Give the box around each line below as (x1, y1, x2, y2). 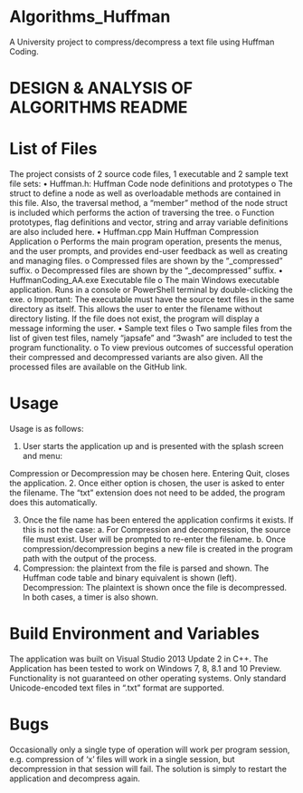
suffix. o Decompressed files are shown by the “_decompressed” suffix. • (9, 265, 283, 276)
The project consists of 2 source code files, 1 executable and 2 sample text (9, 169, 289, 180)
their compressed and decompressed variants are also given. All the (9, 352, 264, 363)
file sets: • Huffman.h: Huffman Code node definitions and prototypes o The (9, 179, 293, 190)
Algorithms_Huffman (9, 6, 171, 27)
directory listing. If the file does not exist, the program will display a (9, 313, 260, 324)
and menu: (22, 451, 63, 461)
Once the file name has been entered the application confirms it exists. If (22, 514, 294, 525)
